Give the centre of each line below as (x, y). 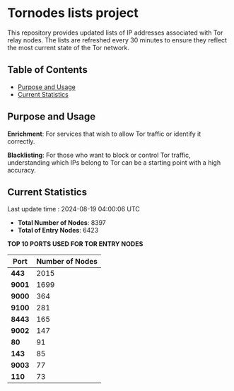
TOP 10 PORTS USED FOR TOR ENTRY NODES (75, 244)
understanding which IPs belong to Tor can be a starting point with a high (114, 162)
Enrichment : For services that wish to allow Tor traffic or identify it (104, 134)
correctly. (21, 141)
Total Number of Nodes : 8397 (62, 223)
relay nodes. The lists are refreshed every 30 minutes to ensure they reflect (117, 40)
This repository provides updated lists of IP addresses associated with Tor (115, 33)
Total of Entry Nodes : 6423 (58, 230)
